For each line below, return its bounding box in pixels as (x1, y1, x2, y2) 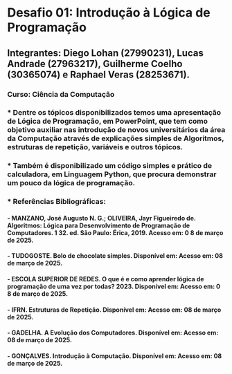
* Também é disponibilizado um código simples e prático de (7, 161, 213, 171)
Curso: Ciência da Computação (7, 89, 115, 99)
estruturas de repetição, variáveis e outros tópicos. (7, 142, 184, 152)
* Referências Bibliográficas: (7, 197, 106, 207)
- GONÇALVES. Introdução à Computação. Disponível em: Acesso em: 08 (7, 351, 222, 360)
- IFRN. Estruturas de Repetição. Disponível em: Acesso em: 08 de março (7, 306, 222, 314)
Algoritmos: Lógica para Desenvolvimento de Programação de (7, 221, 190, 230)
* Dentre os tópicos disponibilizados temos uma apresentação (7, 108, 222, 118)
